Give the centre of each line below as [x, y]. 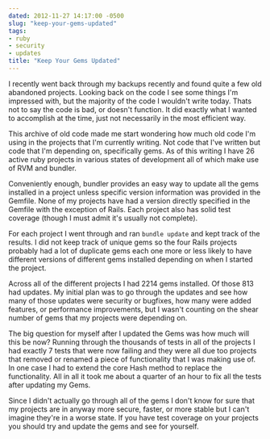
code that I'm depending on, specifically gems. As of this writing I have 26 [132, 151]
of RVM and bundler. [42, 168]
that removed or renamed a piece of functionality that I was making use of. [132, 359]
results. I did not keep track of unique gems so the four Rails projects [123, 242]
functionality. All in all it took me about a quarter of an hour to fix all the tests [135, 376]
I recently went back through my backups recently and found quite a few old [135, 84]
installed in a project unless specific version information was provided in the [135, 192]
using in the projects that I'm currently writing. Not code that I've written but [134, 142]
